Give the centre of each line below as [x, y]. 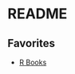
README [37, 14]
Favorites [31, 43]
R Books [33, 62]
